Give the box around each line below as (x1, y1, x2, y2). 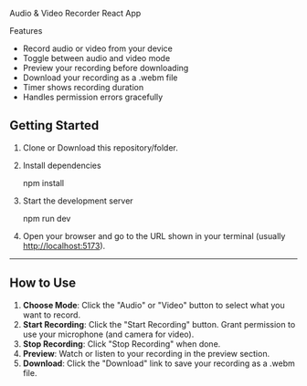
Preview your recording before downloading (22, 63, 189, 73)
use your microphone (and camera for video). (22, 329, 195, 339)
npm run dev (22, 213, 71, 224)
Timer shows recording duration (22, 82, 144, 92)
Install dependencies (22, 160, 102, 171)
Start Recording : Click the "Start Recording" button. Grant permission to (22, 318, 296, 329)
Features (9, 26, 43, 36)
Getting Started (9, 118, 100, 133)
